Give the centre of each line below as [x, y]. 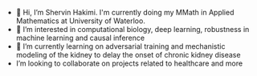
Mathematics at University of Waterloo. [81, 21]
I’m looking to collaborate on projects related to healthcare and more [129, 63]
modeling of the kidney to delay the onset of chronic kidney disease [128, 55]
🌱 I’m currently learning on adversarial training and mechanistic [120, 46]
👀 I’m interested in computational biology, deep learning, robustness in [133, 29]
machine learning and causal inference [80, 38]
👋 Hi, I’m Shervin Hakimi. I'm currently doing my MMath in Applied [125, 12]
